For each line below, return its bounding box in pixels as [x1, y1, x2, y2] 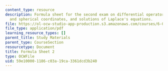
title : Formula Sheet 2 [5, 49, 55, 54]
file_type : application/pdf [5, 26, 64, 31]
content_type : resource [5, 7, 55, 12]
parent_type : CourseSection [5, 40, 64, 45]
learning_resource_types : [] [5, 30, 66, 35]
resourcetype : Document [5, 44, 55, 49]
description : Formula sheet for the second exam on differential [5, 12, 144, 17]
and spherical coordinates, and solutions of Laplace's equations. [9, 16, 153, 21]
